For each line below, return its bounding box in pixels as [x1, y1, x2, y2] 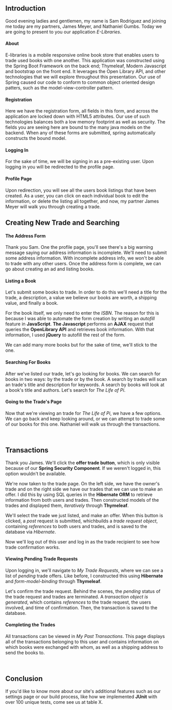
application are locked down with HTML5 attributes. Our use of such [5, 113, 150, 120]
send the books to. [5, 650, 45, 656]
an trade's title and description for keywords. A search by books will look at [5, 381, 165, 388]
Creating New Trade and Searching [5, 219, 120, 227]
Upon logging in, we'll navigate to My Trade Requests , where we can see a [5, 567, 163, 573]
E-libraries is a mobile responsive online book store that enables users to [5, 52, 159, 58]
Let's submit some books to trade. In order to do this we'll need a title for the [5, 289, 167, 295]
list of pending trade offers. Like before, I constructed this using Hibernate [5, 573, 163, 579]
